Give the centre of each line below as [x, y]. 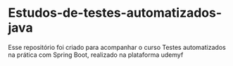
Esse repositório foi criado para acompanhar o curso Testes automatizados [117, 47]
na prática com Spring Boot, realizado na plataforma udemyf [96, 55]
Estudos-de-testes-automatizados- [115, 13]
